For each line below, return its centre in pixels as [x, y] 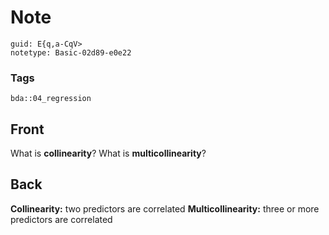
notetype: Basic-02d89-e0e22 [71, 52]
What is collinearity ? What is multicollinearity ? [108, 153]
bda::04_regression [51, 99]
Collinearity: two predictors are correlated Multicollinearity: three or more [165, 208]
